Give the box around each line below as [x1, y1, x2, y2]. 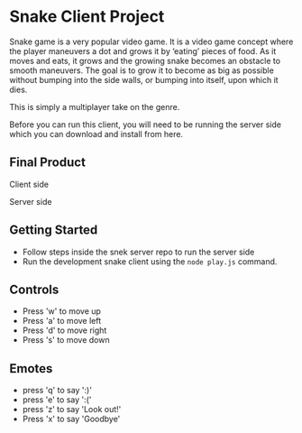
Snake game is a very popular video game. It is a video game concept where [9, 36, 294, 47]
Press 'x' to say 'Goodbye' [22, 413, 121, 425]
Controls [9, 281, 59, 297]
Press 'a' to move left [22, 316, 102, 327]
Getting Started [9, 223, 98, 238]
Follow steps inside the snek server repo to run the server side [22, 246, 255, 257]
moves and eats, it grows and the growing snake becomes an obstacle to [9, 55, 281, 66]
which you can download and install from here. [9, 128, 183, 139]
